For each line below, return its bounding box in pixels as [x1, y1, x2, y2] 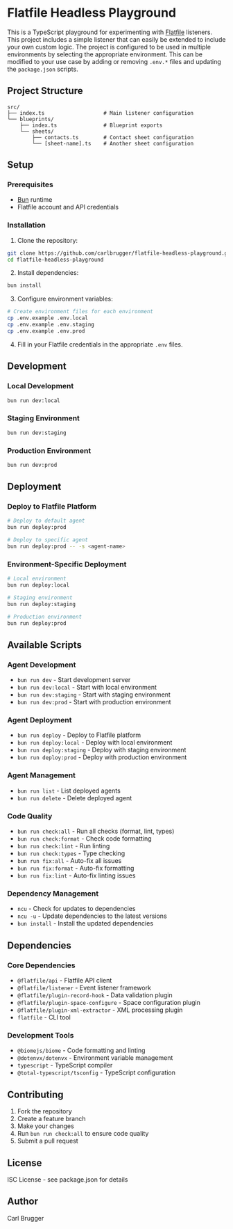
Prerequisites [7, 180, 53, 189]
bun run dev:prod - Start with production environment [17, 698, 171, 706]
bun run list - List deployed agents [17, 786, 121, 795]
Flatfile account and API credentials [17, 203, 119, 212]
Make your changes [17, 1122, 74, 1130]
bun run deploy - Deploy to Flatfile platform [17, 731, 141, 739]
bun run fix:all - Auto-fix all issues [17, 857, 122, 865]
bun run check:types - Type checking [17, 849, 126, 857]
